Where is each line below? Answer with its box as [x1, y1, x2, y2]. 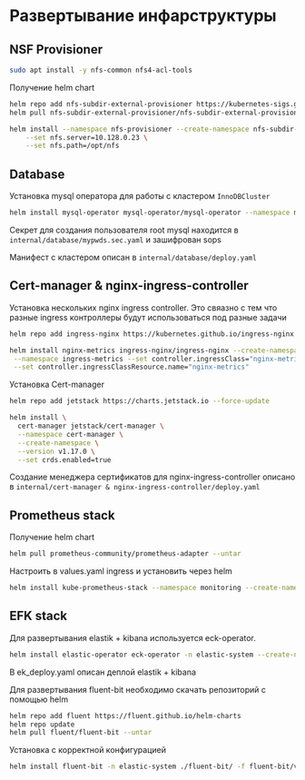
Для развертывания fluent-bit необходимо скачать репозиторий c [9, 684, 266, 695]
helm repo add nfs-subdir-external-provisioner [9, 99, 193, 109]
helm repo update [9, 719, 75, 729]
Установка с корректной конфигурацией [9, 745, 166, 755]
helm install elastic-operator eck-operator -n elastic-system [9, 650, 254, 659]
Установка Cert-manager [9, 379, 104, 390]
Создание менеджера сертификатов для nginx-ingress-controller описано [9, 471, 296, 482]
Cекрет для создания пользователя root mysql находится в [9, 224, 239, 235]
